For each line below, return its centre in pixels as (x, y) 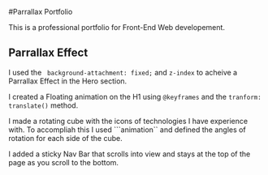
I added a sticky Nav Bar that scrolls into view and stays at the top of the (130, 154)
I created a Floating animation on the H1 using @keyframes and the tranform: (135, 96)
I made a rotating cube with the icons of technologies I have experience (128, 121)
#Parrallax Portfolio (41, 12)
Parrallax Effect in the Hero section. (68, 81)
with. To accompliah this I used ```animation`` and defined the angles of (127, 130)
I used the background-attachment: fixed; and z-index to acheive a (123, 72)
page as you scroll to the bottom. (64, 162)
